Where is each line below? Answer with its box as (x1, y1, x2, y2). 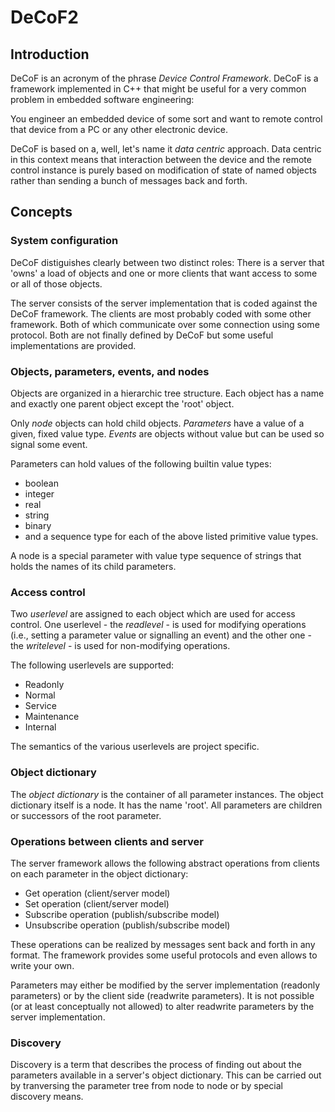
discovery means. (10, 1091, 84, 1103)
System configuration (10, 234, 119, 248)
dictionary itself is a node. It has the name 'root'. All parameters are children (10, 799, 323, 811)
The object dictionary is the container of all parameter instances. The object (10, 788, 324, 800)
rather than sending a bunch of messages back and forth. (10, 175, 248, 186)
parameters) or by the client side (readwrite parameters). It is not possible (10, 989, 315, 1001)
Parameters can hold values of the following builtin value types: (10, 457, 272, 470)
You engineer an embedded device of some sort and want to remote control (10, 113, 323, 125)
